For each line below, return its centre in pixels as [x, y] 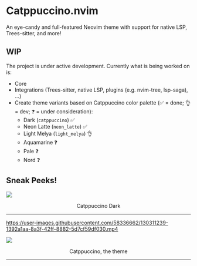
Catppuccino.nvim [52, 11]
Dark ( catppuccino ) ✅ [49, 120]
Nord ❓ [32, 160]
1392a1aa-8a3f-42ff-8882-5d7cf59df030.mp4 [62, 229]
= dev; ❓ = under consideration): [54, 111]
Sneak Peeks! [32, 181]
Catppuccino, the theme [98, 251]
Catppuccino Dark [98, 206]
